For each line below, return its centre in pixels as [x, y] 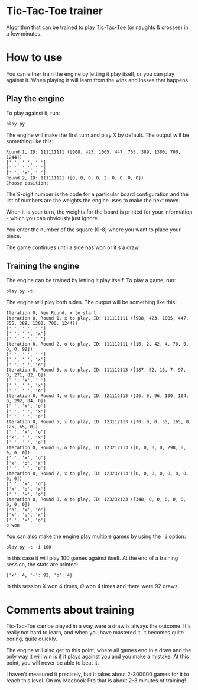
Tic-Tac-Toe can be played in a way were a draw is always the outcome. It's [98, 626]
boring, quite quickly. [32, 639]
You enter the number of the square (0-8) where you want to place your [94, 230]
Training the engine [43, 266]
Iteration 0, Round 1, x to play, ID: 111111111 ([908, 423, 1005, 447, [98, 318]
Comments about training [70, 610]
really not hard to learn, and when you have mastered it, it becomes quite [95, 633]
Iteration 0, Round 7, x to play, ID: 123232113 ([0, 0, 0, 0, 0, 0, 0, [98, 473]
